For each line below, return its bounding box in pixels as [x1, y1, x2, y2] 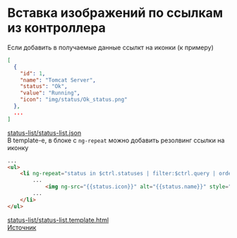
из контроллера [7, 20, 106, 36]
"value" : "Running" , [20, 89, 80, 96]
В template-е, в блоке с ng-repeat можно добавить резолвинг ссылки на [7, 136, 225, 144]
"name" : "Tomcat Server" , [20, 76, 97, 84]
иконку [7, 143, 29, 152]
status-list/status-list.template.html [7, 215, 109, 224]
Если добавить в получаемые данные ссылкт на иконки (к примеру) [7, 43, 214, 51]
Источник [7, 223, 37, 232]
